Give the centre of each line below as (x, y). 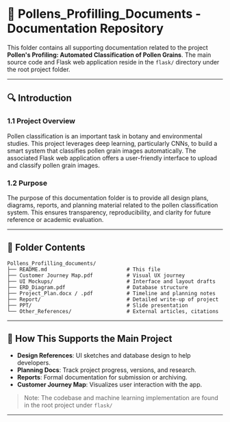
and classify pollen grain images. (54, 165)
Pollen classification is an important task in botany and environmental (105, 136)
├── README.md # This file (84, 269)
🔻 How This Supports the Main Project (90, 339)
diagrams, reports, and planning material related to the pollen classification (113, 205)
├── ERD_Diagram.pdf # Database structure (98, 287)
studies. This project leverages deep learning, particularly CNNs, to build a (112, 143)
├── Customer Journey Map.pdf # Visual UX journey (96, 275)
